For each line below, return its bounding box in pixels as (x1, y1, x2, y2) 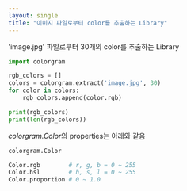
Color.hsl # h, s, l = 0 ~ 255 (8, 168, 136, 177)
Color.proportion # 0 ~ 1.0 (8, 176, 101, 184)
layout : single (8, 11, 59, 20)
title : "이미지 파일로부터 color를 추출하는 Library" (8, 19, 168, 27)
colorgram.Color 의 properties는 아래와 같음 (8, 131, 146, 140)
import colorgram (8, 57, 66, 66)
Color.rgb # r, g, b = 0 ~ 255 (8, 161, 136, 169)
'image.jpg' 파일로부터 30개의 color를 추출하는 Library (8, 41, 180, 52)
